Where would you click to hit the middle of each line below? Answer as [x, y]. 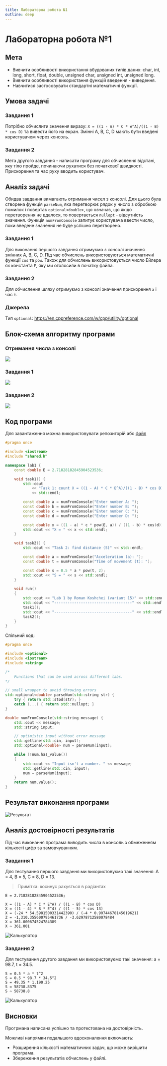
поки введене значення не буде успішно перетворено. [63, 226]
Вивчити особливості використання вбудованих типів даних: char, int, [86, 69]
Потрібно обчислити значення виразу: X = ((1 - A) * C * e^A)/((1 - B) [82, 126]
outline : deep [20, 14]
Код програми [29, 421]
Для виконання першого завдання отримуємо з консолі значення [75, 249]
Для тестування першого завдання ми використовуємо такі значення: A [82, 871]
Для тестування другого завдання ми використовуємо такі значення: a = [83, 959]
